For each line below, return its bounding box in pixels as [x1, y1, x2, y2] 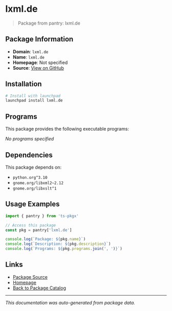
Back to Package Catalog [12, 285, 67, 291]
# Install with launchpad [5, 93, 60, 98]
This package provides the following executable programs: [5, 126, 130, 132]
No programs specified [5, 136, 54, 142]
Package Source [12, 274, 48, 280]
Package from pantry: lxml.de [17, 20, 80, 26]
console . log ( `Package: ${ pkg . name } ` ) [5, 237, 86, 242]
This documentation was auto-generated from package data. [5, 299, 136, 305]
